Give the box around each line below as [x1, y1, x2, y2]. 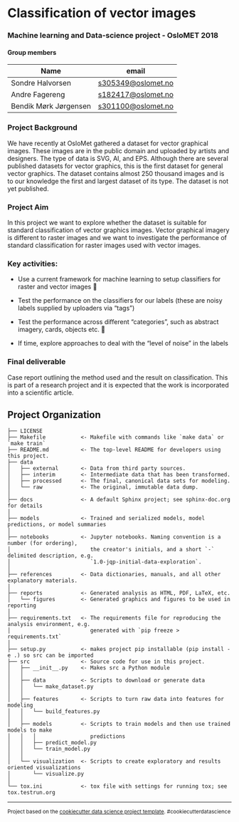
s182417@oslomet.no [97, 90, 174, 100]
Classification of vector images [7, 5, 196, 21]
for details [7, 502, 43, 510]
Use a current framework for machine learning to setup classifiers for [17, 275, 221, 283]
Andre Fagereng [11, 90, 65, 100]
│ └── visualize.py [7, 771, 84, 778]
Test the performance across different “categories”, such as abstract [17, 318, 219, 326]
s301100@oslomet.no [97, 101, 174, 111]
